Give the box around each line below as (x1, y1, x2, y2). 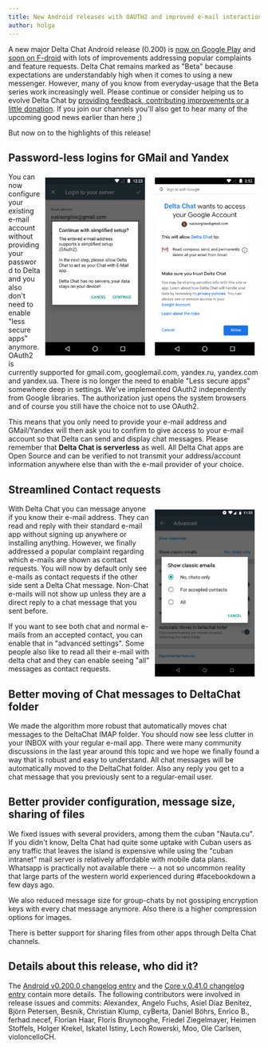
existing (8, 206, 34, 216)
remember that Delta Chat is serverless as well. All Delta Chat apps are (8, 442, 244, 452)
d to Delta (8, 266, 41, 275)
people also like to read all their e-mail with (8, 647, 150, 657)
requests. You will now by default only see (8, 564, 148, 574)
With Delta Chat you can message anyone (8, 504, 146, 514)
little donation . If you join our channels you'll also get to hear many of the (8, 104, 248, 114)
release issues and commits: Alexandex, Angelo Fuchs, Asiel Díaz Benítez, (8, 998, 252, 1007)
